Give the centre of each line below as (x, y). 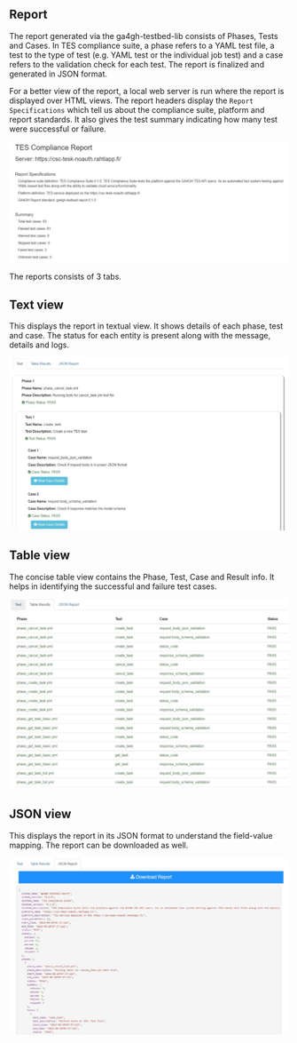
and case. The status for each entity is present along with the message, (140, 336)
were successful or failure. (58, 129)
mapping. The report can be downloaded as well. (99, 845)
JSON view (40, 814)
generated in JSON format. (59, 74)
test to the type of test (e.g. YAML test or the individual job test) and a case (146, 55)
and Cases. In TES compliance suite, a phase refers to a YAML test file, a (142, 45)
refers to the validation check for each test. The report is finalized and (137, 64)
